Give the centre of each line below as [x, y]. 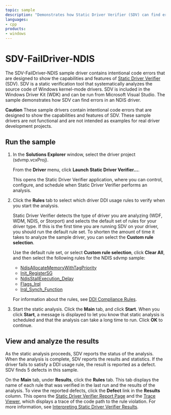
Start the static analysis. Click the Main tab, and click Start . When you [86, 309]
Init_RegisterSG [36, 273]
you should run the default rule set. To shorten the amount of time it [84, 232]
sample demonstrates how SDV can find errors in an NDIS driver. [73, 100]
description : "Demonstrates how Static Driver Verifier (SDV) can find [83, 15]
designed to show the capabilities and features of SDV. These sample [78, 115]
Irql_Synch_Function [41, 289]
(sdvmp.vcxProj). [31, 160]
